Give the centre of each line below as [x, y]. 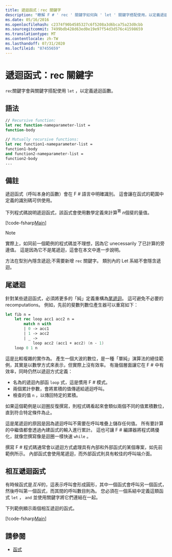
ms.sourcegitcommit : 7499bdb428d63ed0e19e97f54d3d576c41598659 [74, 29]
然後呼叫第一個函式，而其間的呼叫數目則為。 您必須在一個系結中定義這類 [82, 491]
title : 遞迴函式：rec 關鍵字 [33, 10]
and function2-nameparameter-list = [44, 154]
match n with [38, 324]
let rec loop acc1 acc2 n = [44, 319]
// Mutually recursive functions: [42, 139]
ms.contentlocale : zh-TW [32, 39]
